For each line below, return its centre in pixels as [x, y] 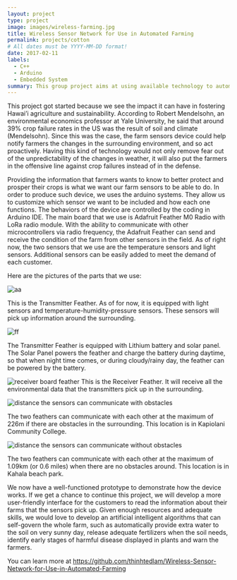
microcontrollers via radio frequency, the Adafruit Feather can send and [111, 232]
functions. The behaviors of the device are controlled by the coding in [109, 210]
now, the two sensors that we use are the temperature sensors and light [112, 247]
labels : [19, 60]
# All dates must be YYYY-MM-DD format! [68, 47]
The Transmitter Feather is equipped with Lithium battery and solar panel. [114, 346]
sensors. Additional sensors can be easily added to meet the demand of [112, 255]
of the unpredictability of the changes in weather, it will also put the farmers [117, 159]
